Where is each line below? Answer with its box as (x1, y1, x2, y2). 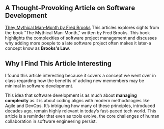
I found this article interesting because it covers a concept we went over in (5, 72, 156, 78)
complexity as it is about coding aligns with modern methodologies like (5, 97, 150, 103)
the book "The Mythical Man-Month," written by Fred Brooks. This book (5, 29, 150, 36)
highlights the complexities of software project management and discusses (5, 35, 157, 41)
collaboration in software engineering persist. (5, 118, 97, 124)
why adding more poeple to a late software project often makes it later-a (5, 40, 151, 46)
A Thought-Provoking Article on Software (5, 4, 135, 12)
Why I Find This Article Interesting (5, 60, 112, 68)
